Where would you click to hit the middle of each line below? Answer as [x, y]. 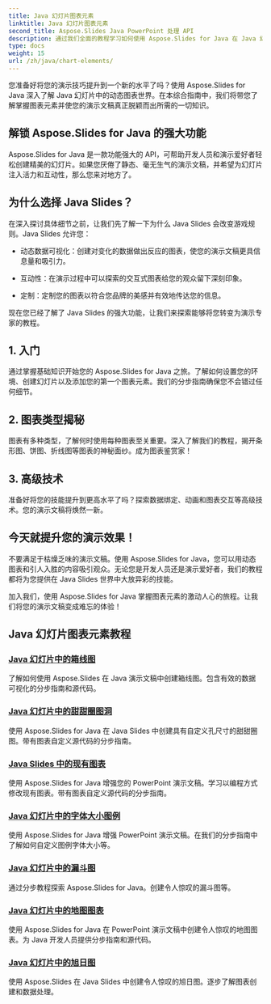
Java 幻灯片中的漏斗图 [52, 868]
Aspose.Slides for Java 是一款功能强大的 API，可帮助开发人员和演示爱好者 [132, 154]
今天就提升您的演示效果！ [72, 538]
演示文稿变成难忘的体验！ [79, 606]
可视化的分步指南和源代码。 [54, 688]
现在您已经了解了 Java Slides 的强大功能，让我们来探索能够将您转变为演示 [132, 312]
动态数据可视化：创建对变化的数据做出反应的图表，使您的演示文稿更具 [137, 251]
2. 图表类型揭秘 [46, 419]
